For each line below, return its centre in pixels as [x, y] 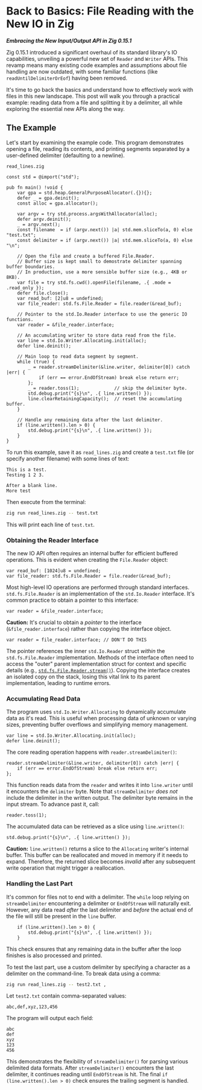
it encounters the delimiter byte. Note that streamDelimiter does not [92, 791]
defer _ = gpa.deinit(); [48, 198]
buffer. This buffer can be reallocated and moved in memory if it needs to [97, 855]
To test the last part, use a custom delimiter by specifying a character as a [98, 967]
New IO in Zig [40, 24]
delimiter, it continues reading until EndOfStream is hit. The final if [87, 1074]
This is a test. [27, 470]
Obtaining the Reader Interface [52, 540]
